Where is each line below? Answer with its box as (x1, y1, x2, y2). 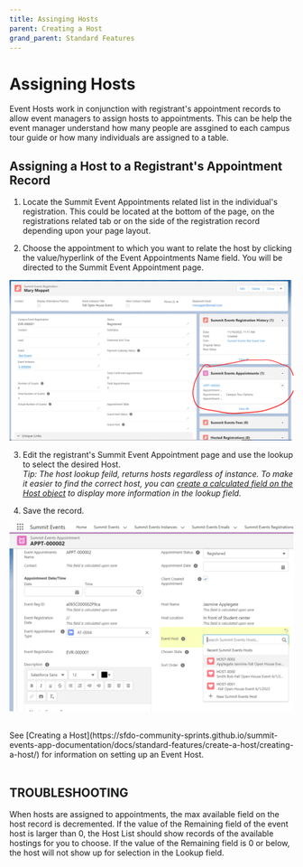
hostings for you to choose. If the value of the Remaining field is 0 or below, (9, 838, 290, 849)
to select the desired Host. (22, 459, 122, 470)
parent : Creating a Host (9, 23, 103, 33)
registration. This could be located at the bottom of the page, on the (22, 206, 275, 217)
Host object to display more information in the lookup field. (22, 488, 242, 499)
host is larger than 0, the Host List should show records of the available (9, 828, 274, 839)
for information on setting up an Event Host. (41, 750, 205, 760)
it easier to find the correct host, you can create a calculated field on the (22, 478, 293, 489)
